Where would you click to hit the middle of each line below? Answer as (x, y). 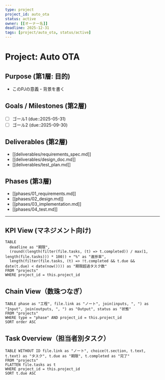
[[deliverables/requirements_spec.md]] (52, 154)
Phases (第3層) (28, 181)
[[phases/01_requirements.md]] (44, 193)
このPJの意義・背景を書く (38, 89)
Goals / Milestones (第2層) (46, 106)
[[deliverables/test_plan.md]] (41, 164)
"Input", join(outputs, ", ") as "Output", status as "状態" (68, 309)
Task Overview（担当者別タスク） (57, 338)
